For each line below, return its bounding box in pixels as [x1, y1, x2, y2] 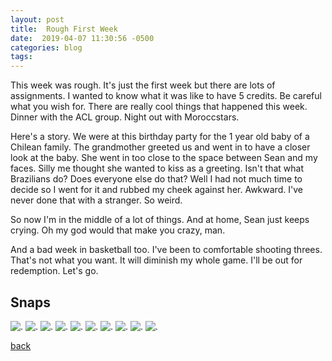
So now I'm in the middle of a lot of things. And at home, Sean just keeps [10, 214, 310, 226]
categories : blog [10, 42, 83, 53]
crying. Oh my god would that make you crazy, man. [10, 224, 226, 236]
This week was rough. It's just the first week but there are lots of [10, 79, 276, 91]
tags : [10, 52, 33, 62]
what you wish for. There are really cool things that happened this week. [10, 101, 308, 113]
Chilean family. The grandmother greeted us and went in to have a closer [10, 141, 311, 153]
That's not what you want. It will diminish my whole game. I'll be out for [10, 254, 303, 266]
